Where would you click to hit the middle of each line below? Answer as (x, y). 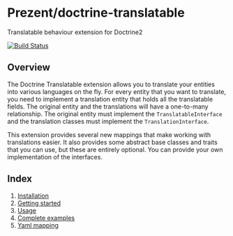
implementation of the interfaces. (55, 157)
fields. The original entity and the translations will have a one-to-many (108, 107)
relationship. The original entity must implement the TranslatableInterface (115, 113)
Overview (29, 68)
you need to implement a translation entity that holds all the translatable (110, 99)
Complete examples (46, 218)
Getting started (39, 203)
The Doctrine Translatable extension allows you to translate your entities (111, 84)
